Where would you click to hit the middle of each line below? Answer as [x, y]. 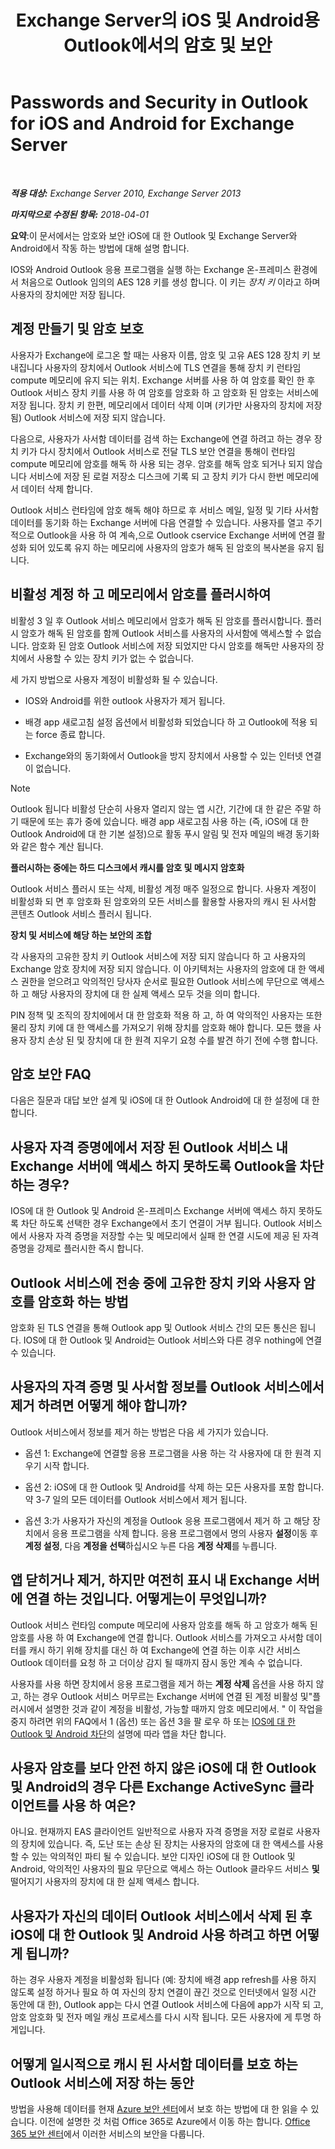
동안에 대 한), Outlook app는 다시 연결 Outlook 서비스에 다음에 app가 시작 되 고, [167, 2005]
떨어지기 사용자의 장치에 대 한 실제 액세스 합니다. [105, 1882]
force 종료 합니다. [70, 734]
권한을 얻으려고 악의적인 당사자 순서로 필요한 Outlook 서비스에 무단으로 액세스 [172, 981]
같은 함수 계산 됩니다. [62, 846]
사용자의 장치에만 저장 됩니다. [68, 294]
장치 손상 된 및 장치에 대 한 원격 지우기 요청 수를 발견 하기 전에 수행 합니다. [173, 1040]
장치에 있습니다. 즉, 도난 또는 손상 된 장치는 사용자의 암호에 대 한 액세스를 [163, 1844]
